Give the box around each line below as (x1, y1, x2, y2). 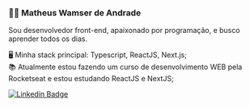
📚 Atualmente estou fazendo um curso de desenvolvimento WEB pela (8, 62, 243, 72)
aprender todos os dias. (8, 34, 87, 43)
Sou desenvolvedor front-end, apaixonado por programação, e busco (8, 26, 240, 35)
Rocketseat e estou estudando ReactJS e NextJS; (8, 74, 174, 84)
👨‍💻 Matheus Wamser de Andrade (8, 7, 142, 19)
